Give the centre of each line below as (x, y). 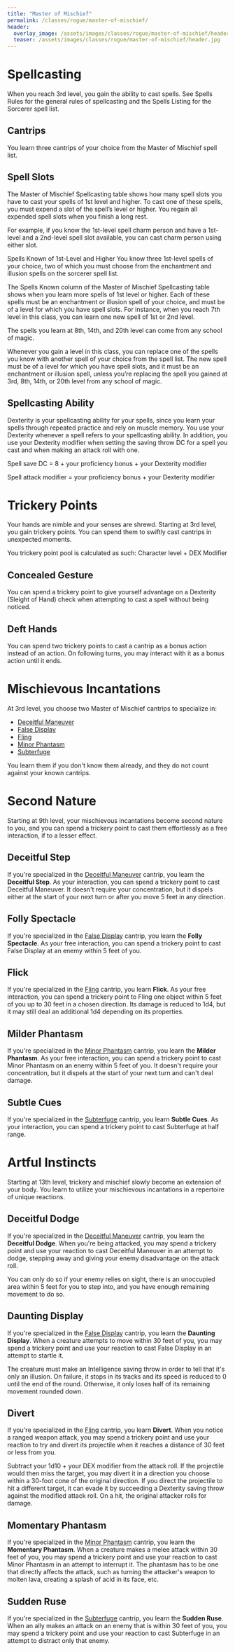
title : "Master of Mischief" (50, 14)
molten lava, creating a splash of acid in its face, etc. (83, 1579)
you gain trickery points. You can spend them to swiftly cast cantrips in (109, 532)
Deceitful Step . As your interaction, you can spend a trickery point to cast (114, 882)
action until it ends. (35, 661)
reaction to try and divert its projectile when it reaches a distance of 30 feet (116, 1445)
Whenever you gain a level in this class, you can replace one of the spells (113, 351)
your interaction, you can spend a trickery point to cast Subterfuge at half (113, 1127)
